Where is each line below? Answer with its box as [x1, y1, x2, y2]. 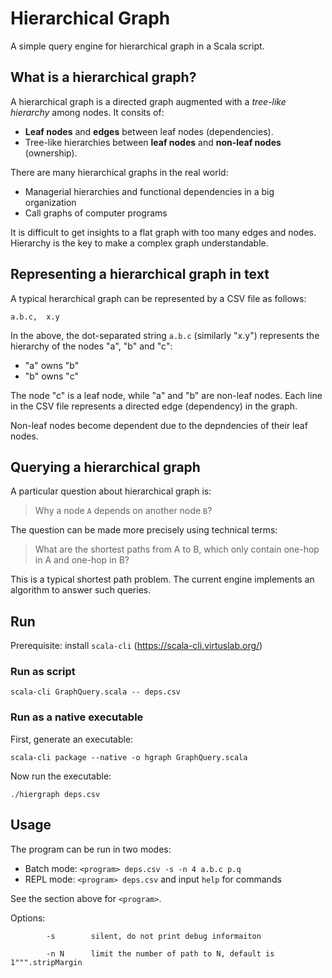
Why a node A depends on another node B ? [34, 505, 213, 517]
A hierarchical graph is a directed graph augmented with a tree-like [10, 95, 287, 107]
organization [24, 196, 77, 208]
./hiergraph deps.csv [10, 789, 101, 799]
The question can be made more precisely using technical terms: [10, 524, 278, 536]
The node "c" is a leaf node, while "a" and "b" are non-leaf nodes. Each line [10, 389, 323, 401]
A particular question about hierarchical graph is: [10, 485, 212, 497]
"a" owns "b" [24, 359, 80, 371]
